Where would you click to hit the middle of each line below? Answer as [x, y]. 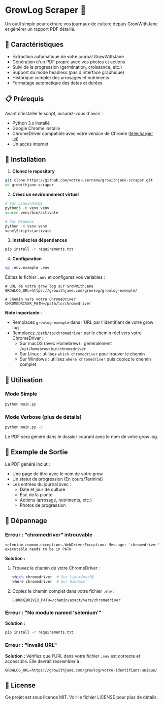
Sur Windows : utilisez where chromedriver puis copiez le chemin [85, 359]
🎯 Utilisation [24, 380]
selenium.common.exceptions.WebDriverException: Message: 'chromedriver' [82, 545]
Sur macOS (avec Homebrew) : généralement [66, 344]
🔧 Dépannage [26, 521]
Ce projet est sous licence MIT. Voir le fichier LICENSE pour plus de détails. [81, 697]
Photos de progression [43, 505]
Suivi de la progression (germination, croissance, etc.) [67, 67]
